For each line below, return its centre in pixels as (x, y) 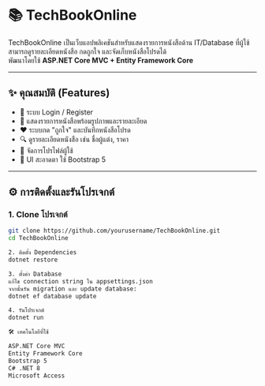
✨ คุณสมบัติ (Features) (59, 93)
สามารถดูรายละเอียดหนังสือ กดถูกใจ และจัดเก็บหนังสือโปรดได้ (88, 51)
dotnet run (26, 318)
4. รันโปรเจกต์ (26, 310)
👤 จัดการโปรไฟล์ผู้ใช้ (46, 150)
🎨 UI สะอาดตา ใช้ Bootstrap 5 (63, 159)
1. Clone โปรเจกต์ (38, 215)
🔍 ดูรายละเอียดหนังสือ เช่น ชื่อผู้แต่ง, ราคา (74, 139)
